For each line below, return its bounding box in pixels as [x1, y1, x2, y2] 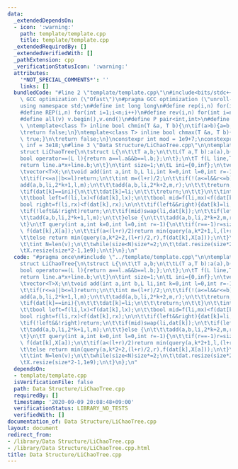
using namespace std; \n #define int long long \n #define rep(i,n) [20, 103, 214, 110]
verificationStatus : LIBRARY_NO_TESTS [13, 405, 129, 412]
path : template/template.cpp [20, 30, 106, 37]
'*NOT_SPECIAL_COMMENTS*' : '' [20, 76, 110, 83]
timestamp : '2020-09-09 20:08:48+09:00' [13, 398, 135, 405]
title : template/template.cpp [20, 37, 110, 44]
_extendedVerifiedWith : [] [13, 50, 93, 57]
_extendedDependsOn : [13, 17, 74, 24]
